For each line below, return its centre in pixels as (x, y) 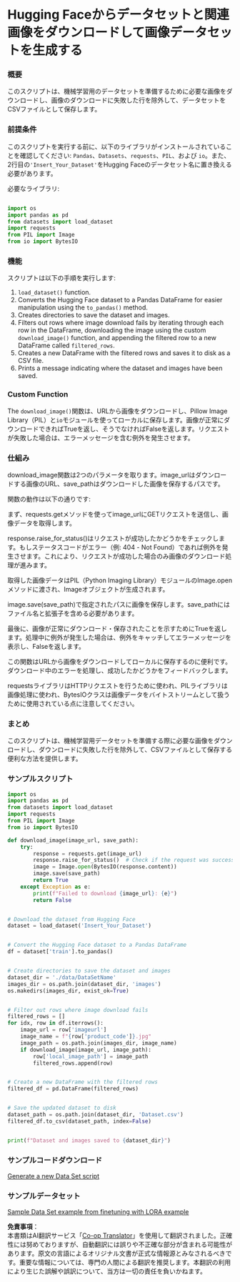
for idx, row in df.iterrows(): (55, 1023)
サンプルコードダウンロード (55, 1160)
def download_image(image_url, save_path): (73, 840)
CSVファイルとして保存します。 (54, 109)
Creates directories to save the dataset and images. (94, 315)
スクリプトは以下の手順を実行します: (62, 278)
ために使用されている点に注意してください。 (73, 703)
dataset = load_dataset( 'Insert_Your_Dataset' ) (80, 926)
